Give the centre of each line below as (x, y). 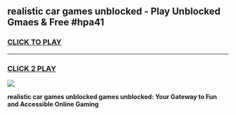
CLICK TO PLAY (34, 43)
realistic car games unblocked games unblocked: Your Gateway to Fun (112, 96)
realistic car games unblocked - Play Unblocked (114, 11)
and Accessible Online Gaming (53, 104)
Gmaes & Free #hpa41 (56, 23)
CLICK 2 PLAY (32, 68)
